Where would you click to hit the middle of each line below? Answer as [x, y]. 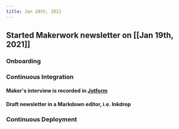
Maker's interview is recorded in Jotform [57, 91]
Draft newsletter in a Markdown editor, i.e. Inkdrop [68, 104]
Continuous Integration [40, 77]
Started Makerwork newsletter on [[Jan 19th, [90, 35]
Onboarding [23, 61]
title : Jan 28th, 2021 [34, 11]
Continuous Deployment [42, 119]
